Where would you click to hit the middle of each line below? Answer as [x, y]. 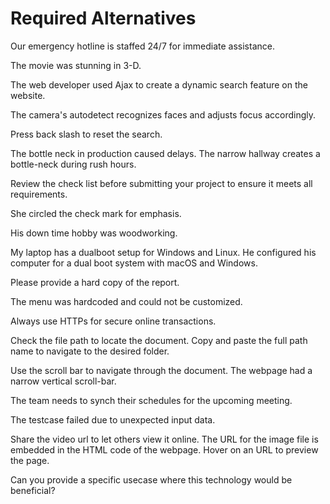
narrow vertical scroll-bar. [63, 381]
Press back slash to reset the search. [86, 134]
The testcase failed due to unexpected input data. [113, 419]
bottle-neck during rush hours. [73, 164]
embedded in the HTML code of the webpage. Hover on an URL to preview [164, 449]
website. [28, 95]
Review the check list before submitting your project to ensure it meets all [161, 183]
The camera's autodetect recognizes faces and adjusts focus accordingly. [163, 114]
